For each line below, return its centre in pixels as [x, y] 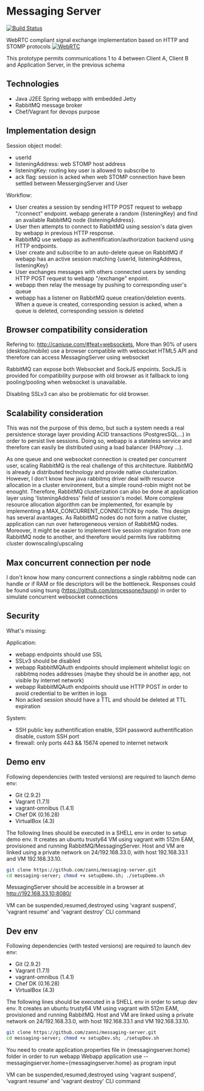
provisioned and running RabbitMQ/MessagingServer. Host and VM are [95, 846]
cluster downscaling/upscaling [45, 544]
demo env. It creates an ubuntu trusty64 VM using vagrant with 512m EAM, [100, 839]
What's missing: [26, 630]
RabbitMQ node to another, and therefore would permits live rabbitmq [93, 537]
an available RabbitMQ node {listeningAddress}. [75, 220]
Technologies [33, 84]
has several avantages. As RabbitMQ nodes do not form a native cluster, [97, 517]
